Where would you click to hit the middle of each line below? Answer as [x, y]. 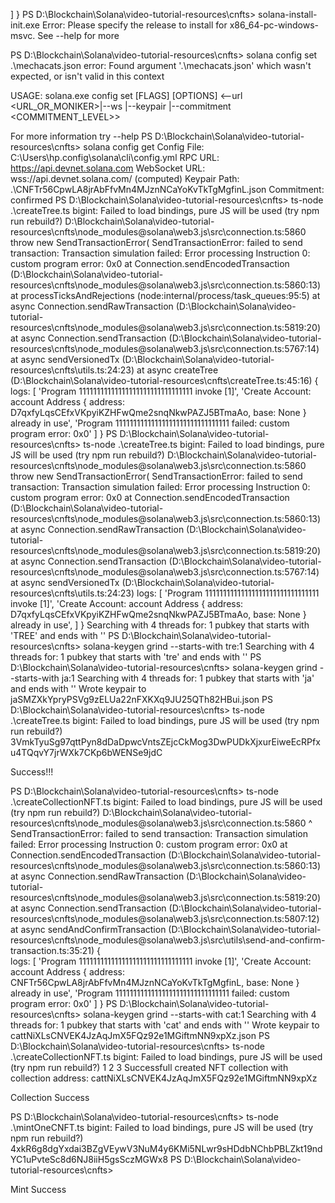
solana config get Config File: [144, 147]
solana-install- [288, 14]
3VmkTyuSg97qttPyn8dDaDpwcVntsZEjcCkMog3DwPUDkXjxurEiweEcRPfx [165, 742]
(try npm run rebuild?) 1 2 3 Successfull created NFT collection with [149, 1067]
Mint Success [38, 1189]
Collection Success [50, 1097]
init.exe [25, 25]
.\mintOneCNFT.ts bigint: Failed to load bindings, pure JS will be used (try [162, 1127]
